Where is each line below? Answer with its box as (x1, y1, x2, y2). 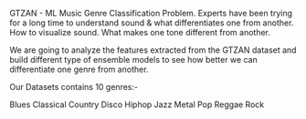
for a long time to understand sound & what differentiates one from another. (9, 17, 294, 28)
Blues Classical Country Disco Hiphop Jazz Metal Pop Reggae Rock (9, 99, 265, 110)
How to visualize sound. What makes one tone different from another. (9, 27, 271, 37)
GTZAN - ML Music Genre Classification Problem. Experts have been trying (9, 8, 293, 18)
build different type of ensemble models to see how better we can (9, 55, 258, 64)
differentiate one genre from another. (9, 64, 149, 74)
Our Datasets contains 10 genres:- (9, 82, 139, 92)
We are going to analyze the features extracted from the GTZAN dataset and (9, 45, 297, 55)
